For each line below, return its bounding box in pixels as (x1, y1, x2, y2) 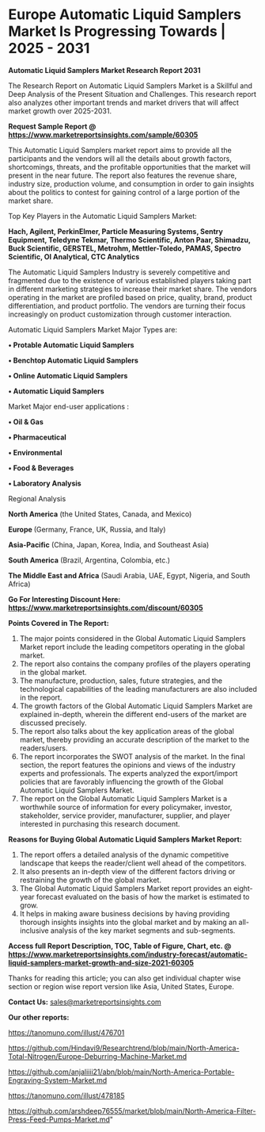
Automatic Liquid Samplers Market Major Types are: (8, 324, 178, 334)
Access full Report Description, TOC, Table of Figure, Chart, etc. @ (8, 941, 232, 950)
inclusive (19, 926, 49, 935)
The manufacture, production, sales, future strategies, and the (19, 676, 223, 685)
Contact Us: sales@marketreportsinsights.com (8, 997, 162, 1007)
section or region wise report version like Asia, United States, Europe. (8, 981, 235, 991)
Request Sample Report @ (8, 121, 97, 131)
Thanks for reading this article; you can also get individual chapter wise (8, 973, 241, 983)
